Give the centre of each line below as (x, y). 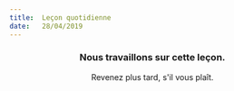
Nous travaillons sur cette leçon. (152, 58)
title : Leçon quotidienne (60, 18)
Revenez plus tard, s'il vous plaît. (152, 77)
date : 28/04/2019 (46, 26)
